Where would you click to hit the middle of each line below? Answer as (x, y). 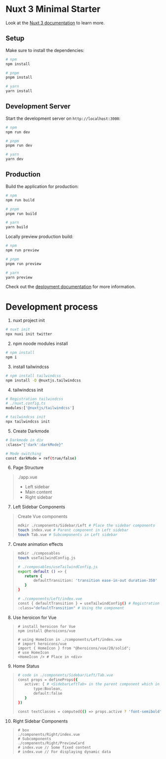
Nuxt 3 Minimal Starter (53, 9)
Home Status (26, 666)
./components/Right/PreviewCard (51, 743)
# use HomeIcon (33, 652)
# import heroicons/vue (42, 644)
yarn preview (19, 277)
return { (33, 576)
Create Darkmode (31, 431)
